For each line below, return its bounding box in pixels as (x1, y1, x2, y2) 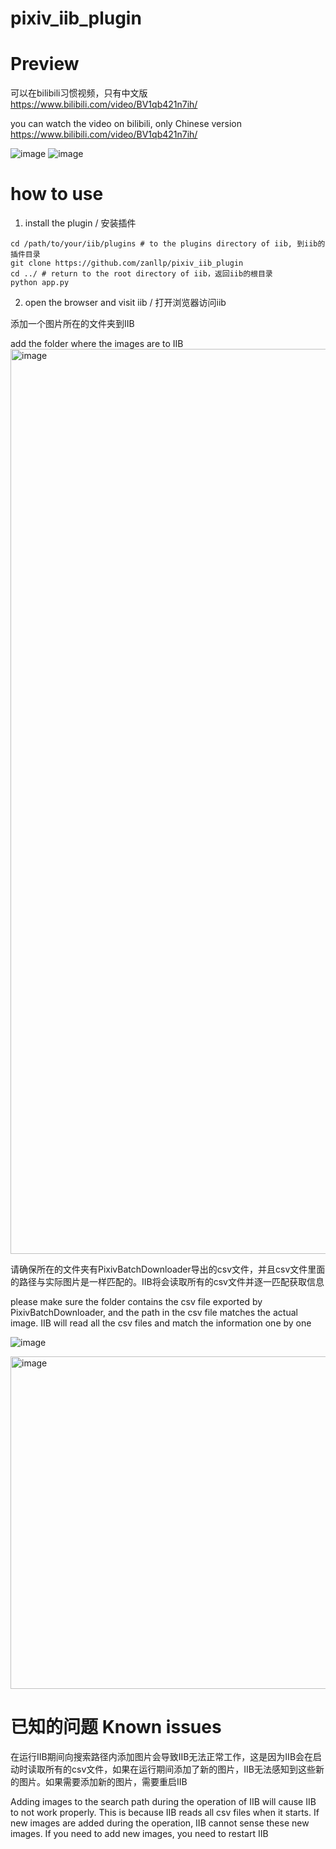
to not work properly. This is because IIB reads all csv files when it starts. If (10, 1807, 320, 1818)
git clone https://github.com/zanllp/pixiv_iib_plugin (10, 258, 244, 269)
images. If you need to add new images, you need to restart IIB (10, 1828, 269, 1839)
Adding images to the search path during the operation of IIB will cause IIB (10, 1796, 317, 1807)
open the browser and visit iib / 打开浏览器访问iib (24, 297, 227, 309)
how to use (10, 183, 104, 206)
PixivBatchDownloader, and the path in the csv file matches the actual (10, 1307, 298, 1319)
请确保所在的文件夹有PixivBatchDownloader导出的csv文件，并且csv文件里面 (10, 1263, 326, 1276)
